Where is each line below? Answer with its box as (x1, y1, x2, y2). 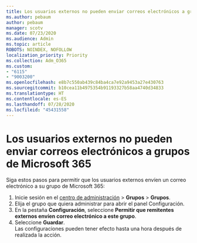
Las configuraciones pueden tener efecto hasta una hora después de (14, 225, 182, 232)
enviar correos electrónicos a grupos (6, 144, 190, 158)
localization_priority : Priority (6, 52, 88, 58)
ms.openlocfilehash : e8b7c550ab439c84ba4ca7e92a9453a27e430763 (6, 80, 164, 86)
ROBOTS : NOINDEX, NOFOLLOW (6, 47, 72, 53)
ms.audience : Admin (6, 36, 54, 42)
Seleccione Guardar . (14, 219, 66, 226)
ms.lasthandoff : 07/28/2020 (6, 101, 75, 107)
